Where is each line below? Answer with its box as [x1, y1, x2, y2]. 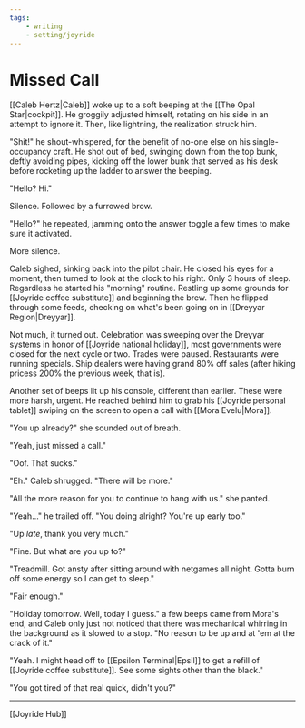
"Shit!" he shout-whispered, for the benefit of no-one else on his [9, 136, 251, 147]
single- [252, 136, 279, 147]
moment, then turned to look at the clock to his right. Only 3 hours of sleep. [9, 273, 291, 284]
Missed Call [9, 69, 100, 90]
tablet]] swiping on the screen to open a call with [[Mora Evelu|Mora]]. [9, 405, 272, 416]
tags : [9, 13, 30, 23]
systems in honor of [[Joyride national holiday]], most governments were [9, 339, 282, 350]
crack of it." [9, 638, 53, 649]
